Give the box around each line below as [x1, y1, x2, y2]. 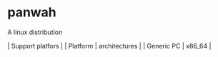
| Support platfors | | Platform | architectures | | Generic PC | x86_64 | [7, 41, 212, 50]
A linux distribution [7, 28, 63, 36]
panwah [7, 4, 57, 21]
